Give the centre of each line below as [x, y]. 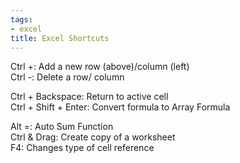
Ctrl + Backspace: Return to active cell [89, 97]
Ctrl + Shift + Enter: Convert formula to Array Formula [120, 107]
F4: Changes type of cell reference [82, 148]
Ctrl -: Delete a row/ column [67, 77]
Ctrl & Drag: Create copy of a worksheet [93, 137]
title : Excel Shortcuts [60, 38]
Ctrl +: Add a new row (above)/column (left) [100, 67]
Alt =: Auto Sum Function [62, 127]
